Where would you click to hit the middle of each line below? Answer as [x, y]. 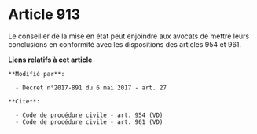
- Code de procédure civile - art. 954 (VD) [89, 115]
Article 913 [44, 14]
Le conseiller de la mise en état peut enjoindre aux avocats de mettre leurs [129, 36]
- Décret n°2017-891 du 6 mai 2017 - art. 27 [91, 88]
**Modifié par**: [37, 74]
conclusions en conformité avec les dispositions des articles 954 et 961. [125, 44]
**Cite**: [24, 101]
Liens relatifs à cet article [50, 60]
